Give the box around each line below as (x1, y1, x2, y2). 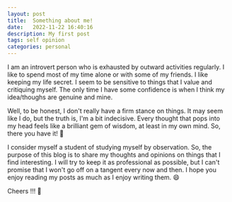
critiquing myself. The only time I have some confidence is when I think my (7, 86, 225, 94)
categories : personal (7, 43, 71, 50)
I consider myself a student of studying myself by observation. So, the (7, 143, 212, 151)
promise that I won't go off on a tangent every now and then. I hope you (7, 166, 217, 174)
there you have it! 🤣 (7, 129, 64, 138)
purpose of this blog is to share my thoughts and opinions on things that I (7, 150, 221, 159)
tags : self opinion (7, 37, 65, 44)
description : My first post (7, 30, 91, 38)
